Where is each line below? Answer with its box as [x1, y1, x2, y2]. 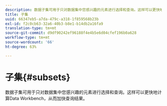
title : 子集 [5, 12, 28, 17]
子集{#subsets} [5, 72, 71, 83]
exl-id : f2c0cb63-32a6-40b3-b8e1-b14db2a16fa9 [5, 21, 103, 26]
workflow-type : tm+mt [5, 35, 50, 40]
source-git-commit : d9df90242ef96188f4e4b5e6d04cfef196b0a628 [5, 30, 137, 35]
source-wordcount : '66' [5, 40, 55, 45]
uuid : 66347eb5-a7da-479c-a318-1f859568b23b [5, 16, 99, 21]
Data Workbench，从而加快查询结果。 [9, 95, 88, 101]
